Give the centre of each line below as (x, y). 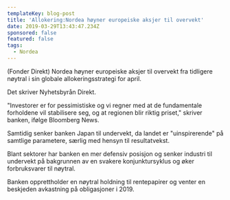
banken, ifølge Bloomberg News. (53, 120)
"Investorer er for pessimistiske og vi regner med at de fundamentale (105, 105)
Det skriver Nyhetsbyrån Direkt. (51, 92)
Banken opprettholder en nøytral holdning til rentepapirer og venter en (106, 181)
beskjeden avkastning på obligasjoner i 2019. (71, 189)
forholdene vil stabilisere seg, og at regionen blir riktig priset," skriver (105, 112)
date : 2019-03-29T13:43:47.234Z (53, 26)
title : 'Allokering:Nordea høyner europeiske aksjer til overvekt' (106, 20)
